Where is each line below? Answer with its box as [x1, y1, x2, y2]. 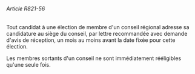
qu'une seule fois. [6, 61, 51, 69]
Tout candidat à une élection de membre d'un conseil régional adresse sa [6, 24, 190, 31]
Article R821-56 [6, 5, 45, 12]
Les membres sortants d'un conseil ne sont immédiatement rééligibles [6, 55, 182, 62]
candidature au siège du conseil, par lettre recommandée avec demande [6, 30, 188, 38]
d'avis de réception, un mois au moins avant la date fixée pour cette [6, 36, 176, 44]
